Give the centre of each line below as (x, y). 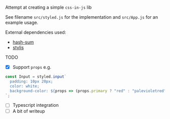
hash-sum (23, 42)
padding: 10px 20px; (31, 81)
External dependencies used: (36, 32)
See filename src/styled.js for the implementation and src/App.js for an (82, 17)
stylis (18, 47)
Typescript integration (36, 105)
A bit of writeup (29, 111)
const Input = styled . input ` (36, 77)
